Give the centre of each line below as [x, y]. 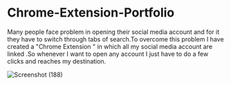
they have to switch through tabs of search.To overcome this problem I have [115, 39]
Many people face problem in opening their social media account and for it [113, 32]
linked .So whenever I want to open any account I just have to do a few [108, 54]
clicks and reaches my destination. [57, 61]
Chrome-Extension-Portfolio [91, 13]
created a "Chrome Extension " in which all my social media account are [110, 46]
